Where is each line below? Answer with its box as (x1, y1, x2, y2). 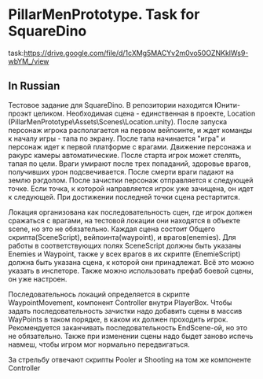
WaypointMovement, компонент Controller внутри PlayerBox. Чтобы (8, 297, 232, 307)
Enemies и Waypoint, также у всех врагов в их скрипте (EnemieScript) (8, 249, 241, 259)
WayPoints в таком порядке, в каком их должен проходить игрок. (8, 315, 228, 324)
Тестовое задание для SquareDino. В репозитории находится (8, 100, 214, 109)
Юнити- (214, 100, 241, 109)
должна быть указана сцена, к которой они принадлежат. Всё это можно (8, 257, 254, 267)
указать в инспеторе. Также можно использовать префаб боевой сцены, (8, 266, 254, 275)
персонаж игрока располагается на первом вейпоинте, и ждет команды (8, 125, 253, 134)
